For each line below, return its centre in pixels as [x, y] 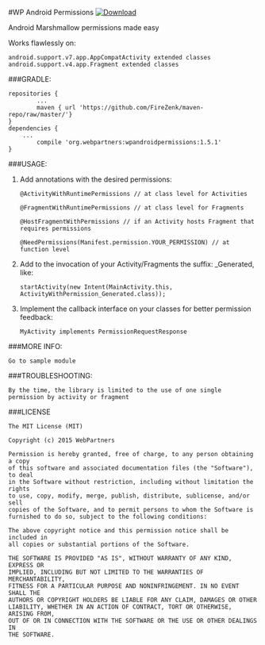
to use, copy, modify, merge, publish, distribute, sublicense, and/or [129, 496]
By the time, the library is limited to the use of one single [115, 390]
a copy [19, 461]
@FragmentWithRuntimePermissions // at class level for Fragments [132, 208]
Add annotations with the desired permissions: [96, 179]
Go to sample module [42, 361]
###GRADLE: [30, 79]
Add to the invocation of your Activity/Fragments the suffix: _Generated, [137, 264]
